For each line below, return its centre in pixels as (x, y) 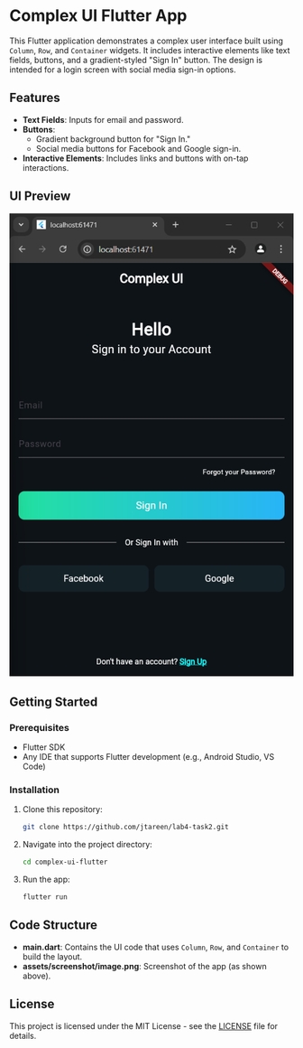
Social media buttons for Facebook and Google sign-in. (138, 148)
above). (37, 976)
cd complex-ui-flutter (65, 862)
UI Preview (40, 196)
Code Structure (53, 926)
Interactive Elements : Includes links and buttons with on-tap (135, 158)
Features (35, 98)
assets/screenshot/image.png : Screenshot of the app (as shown (145, 966)
